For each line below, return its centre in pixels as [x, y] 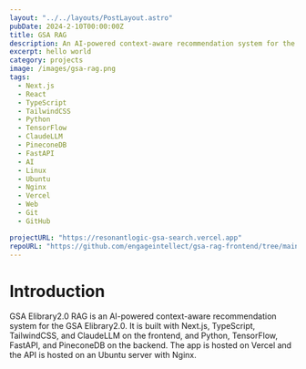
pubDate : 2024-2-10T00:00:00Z [67, 26]
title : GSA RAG [38, 35]
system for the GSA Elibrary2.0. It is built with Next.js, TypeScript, [133, 326]
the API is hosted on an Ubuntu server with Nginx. [103, 355]
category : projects [46, 60]
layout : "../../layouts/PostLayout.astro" [91, 18]
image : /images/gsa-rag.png [63, 69]
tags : [20, 77]
